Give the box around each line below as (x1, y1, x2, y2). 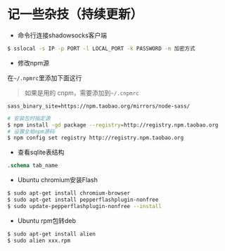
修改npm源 (17, 58, 49, 67)
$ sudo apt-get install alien (7, 230, 96, 238)
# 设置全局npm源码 (7, 128, 55, 135)
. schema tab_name (7, 162, 58, 169)
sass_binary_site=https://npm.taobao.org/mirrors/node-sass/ (7, 103, 191, 110)
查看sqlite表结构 (17, 148, 65, 157)
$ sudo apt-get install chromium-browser (7, 190, 131, 197)
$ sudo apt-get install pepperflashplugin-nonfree (7, 196, 159, 204)
